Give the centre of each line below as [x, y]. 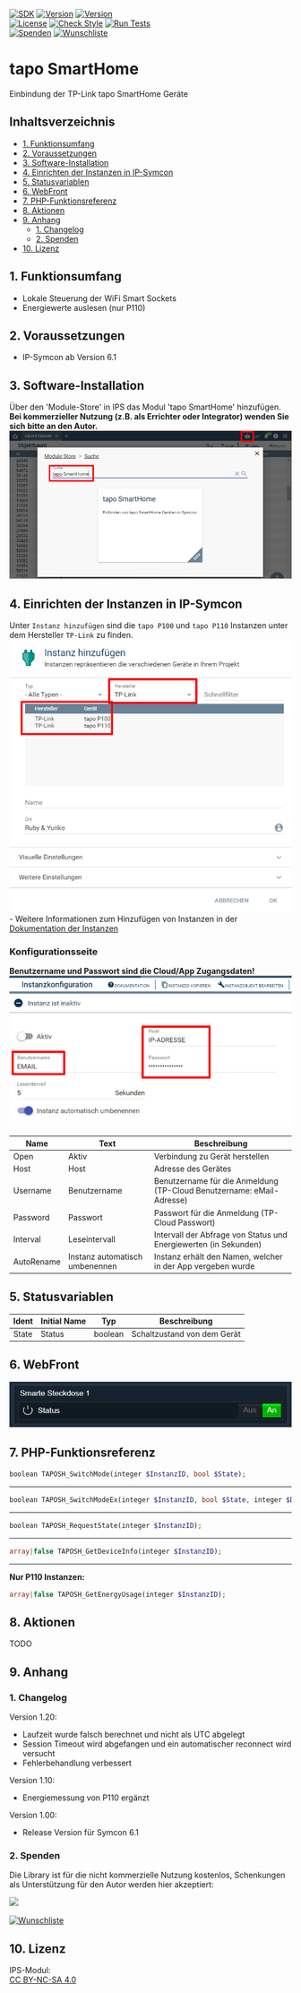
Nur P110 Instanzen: [47, 1576]
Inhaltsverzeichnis [62, 122]
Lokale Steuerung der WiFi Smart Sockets [99, 298]
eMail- [267, 1191]
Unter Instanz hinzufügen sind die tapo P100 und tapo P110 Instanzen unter [149, 626]
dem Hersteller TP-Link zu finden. [71, 635]
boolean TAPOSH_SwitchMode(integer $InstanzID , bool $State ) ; [128, 1474]
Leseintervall [92, 1239]
